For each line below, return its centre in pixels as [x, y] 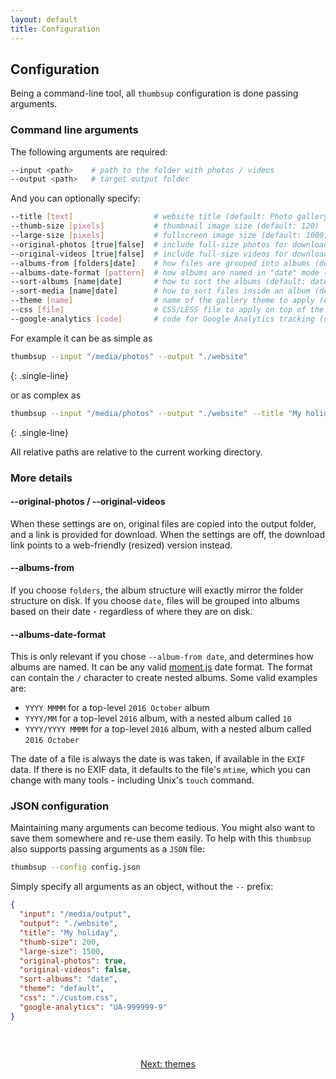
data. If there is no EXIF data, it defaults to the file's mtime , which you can [160, 770]
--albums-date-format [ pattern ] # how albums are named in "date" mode [165, 272]
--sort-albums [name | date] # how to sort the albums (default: [158, 282]
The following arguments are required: [89, 152]
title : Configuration [55, 29]
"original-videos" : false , [75, 970]
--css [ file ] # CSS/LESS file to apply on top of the [167, 310]
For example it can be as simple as [81, 338]
